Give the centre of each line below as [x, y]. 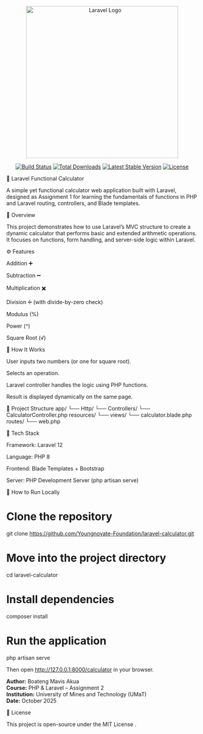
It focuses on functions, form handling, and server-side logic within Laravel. [101, 240]
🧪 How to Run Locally [33, 492]
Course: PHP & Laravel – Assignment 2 [55, 688]
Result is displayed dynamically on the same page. [70, 396]
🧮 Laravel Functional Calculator [45, 178]
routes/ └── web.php [33, 421]
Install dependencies [60, 600]
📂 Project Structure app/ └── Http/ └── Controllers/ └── [78, 408]
